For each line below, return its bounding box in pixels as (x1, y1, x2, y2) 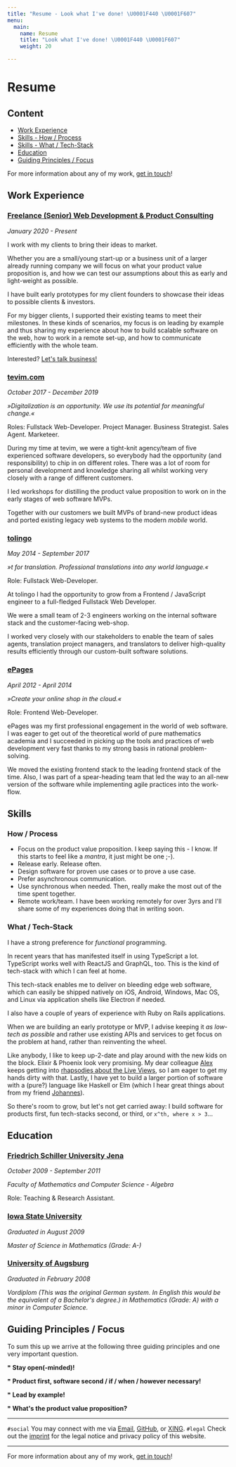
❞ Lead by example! (7, 1390, 65, 1399)
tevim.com (7, 372, 45, 382)
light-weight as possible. (7, 276, 79, 285)
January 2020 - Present (7, 226, 77, 235)
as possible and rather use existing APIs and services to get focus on (21, 1030, 223, 1038)
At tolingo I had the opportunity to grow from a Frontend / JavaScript (7, 590, 206, 599)
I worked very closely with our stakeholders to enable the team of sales (7, 632, 214, 641)
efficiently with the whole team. (7, 341, 98, 349)
